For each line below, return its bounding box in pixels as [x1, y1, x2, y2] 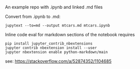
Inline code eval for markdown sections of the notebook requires [5, 32, 135, 37]
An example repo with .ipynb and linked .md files [5, 4, 103, 10]
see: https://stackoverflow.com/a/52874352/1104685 [5, 58, 112, 64]
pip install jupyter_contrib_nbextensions [5, 41, 93, 46]
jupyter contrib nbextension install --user [5, 46, 97, 50]
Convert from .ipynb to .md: [5, 14, 61, 19]
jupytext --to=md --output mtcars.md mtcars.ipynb [5, 23, 110, 28]
